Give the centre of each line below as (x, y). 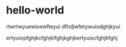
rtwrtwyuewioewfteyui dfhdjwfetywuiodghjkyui (63, 26)
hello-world (35, 10)
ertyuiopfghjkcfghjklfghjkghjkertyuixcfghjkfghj (62, 38)
